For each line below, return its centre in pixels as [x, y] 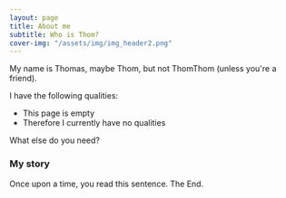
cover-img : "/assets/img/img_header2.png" [91, 43]
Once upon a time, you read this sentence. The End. [107, 184]
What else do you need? [54, 140]
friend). [24, 79]
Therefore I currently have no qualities [94, 123]
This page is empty [59, 113]
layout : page [34, 18]
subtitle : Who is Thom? [54, 34]
